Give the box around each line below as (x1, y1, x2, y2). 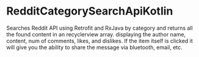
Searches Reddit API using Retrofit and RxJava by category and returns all (6, 24, 194, 32)
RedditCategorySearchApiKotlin (6, 4, 173, 18)
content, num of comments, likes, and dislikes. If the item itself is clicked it (6, 37, 194, 44)
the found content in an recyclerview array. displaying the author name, (6, 30, 186, 38)
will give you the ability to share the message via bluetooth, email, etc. (6, 44, 183, 51)
